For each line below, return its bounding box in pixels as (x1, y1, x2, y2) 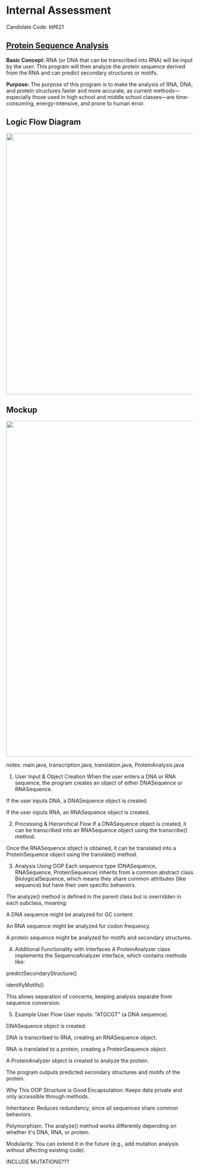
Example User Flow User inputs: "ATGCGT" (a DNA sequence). (14, 1011, 168, 1018)
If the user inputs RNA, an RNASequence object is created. (6, 809, 151, 816)
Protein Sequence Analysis (6, 41, 109, 51)
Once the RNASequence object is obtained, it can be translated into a (6, 845, 177, 852)
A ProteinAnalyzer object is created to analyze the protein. (6, 1057, 149, 1064)
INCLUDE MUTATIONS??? (6, 1158, 70, 1165)
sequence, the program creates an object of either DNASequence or (14, 779, 183, 786)
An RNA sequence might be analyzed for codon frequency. (6, 922, 151, 930)
